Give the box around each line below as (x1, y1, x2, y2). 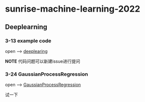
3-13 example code (5, 37, 52, 44)
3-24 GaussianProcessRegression (5, 70, 88, 77)
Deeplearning (5, 23, 47, 31)
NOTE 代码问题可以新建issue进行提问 (5, 58, 81, 64)
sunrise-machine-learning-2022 (5, 3, 141, 15)
